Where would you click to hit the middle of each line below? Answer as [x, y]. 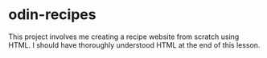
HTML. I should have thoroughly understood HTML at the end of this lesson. [134, 44]
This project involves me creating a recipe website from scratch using [124, 37]
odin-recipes [52, 15]
